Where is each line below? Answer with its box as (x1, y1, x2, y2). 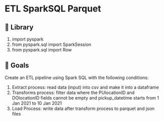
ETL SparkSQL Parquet (4, 3, 101, 14)
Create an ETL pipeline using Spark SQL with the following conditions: (4, 74, 149, 80)
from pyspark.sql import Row (11, 47, 72, 52)
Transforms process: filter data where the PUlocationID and (11, 89, 135, 95)
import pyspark (11, 36, 43, 42)
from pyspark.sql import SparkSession (11, 41, 91, 47)
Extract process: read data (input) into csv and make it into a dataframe (11, 84, 159, 90)
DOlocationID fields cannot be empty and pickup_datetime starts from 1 (11, 94, 159, 100)
